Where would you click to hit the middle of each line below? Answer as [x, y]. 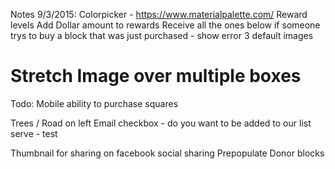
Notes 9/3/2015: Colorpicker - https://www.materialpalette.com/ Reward [159, 14]
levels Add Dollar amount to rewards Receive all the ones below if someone [165, 25]
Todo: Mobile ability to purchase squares [94, 103]
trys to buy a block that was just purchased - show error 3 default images [162, 35]
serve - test [34, 133]
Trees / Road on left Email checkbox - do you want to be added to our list [161, 123]
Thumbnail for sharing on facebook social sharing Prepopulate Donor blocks [167, 153]
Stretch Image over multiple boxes [156, 76]
